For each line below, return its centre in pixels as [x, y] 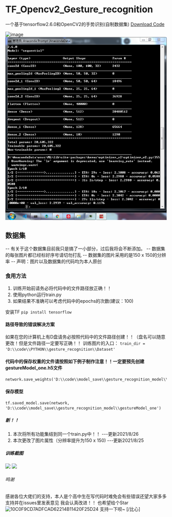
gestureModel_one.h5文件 [34, 368]
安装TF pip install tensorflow [38, 312]
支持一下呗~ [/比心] [120, 509]
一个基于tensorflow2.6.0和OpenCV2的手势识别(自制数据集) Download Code [85, 24]
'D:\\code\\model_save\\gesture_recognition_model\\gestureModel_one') [83, 408]
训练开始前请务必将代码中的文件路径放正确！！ [62, 288]
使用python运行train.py [37, 295]
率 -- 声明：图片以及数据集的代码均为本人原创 [53, 261]
